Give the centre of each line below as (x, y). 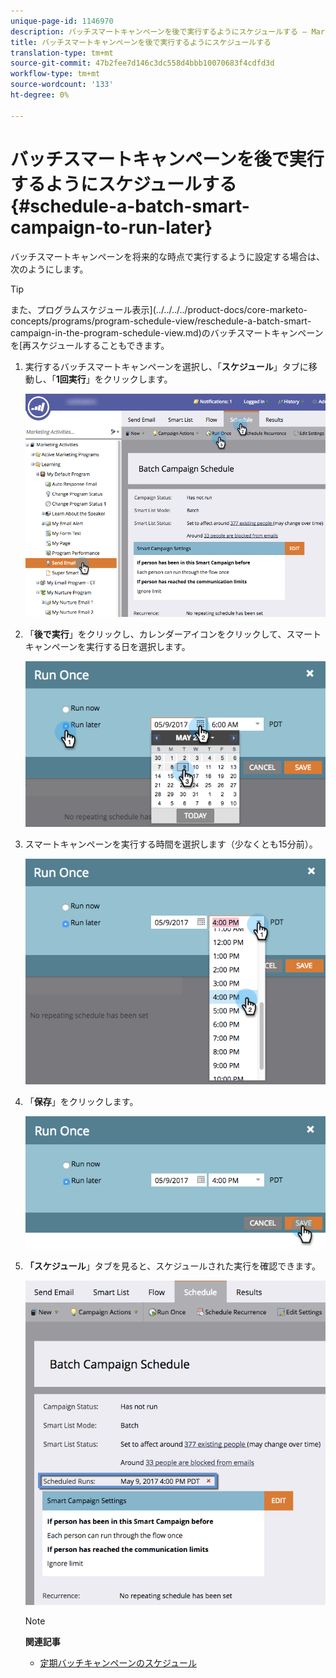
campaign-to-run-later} (111, 227)
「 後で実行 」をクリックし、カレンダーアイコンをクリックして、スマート (173, 634)
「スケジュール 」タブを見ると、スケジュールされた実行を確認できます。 (172, 1266)
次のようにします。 (49, 269)
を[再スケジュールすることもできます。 (90, 345)
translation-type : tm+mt (62, 53)
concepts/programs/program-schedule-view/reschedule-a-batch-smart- (161, 321)
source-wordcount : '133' (62, 85)
